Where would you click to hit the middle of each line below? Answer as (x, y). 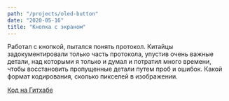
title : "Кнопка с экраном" (47, 27)
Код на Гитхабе (30, 90)
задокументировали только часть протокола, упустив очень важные (110, 54)
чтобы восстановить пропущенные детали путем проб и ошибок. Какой (115, 69)
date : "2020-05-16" (36, 20)
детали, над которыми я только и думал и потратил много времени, (109, 62)
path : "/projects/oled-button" (53, 14)
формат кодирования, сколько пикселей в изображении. (93, 76)
